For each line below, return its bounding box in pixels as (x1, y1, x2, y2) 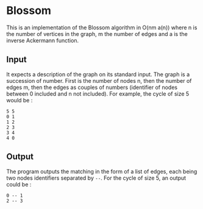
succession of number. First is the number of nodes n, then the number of (6, 77, 192, 84)
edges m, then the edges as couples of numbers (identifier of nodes (6, 83, 178, 91)
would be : (6, 96, 33, 104)
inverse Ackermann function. (6, 37, 79, 44)
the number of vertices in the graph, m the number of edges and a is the (6, 30, 188, 37)
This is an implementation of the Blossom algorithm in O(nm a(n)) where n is (6, 24, 198, 31)
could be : (6, 180, 32, 188)
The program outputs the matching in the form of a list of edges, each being (6, 168, 198, 175)
